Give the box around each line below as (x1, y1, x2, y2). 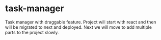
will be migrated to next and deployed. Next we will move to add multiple (5, 24, 152, 30)
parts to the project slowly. (5, 29, 59, 35)
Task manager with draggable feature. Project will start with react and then (5, 19, 156, 25)
